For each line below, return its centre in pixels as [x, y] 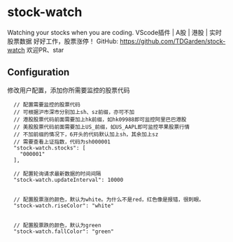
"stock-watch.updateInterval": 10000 [69, 180]
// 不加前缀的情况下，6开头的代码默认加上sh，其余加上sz [86, 134]
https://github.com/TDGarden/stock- [173, 41]
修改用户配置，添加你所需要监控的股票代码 [69, 90]
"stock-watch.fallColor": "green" [64, 232]
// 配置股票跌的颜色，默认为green [57, 225]
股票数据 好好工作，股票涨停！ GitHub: [63, 41]
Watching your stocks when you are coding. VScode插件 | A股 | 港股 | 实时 [115, 32]
